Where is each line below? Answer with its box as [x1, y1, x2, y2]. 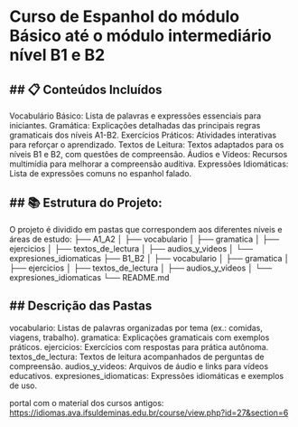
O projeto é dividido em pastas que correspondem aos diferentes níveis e [9, 223, 283, 234]
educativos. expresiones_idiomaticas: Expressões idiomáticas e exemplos [9, 370, 284, 381]
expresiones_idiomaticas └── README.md [9, 271, 170, 282]
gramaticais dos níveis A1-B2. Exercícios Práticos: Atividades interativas [9, 129, 277, 140]
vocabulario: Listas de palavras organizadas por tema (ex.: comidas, [9, 322, 264, 333]
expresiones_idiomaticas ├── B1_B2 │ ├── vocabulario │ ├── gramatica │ [9, 252, 290, 263]
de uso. [9, 380, 38, 391]
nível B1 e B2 [9, 45, 106, 65]
